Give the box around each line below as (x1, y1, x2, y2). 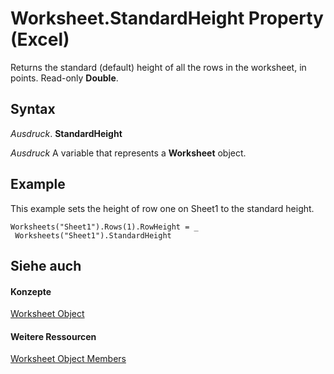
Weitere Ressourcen (10, 330, 97, 342)
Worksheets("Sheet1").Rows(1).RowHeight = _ (10, 222, 199, 232)
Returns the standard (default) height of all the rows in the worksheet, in (10, 61, 307, 73)
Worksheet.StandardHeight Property (10, 7, 324, 30)
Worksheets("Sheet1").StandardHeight (14, 230, 172, 241)
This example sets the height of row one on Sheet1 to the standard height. (10, 202, 315, 214)
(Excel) (10, 28, 70, 51)
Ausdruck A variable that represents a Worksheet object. (10, 147, 247, 159)
